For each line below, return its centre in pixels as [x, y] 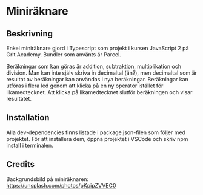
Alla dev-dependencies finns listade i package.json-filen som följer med [96, 132]
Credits [21, 164]
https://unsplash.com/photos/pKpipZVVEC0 [61, 185]
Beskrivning [30, 34]
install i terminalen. [30, 145]
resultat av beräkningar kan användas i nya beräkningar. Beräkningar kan [98, 79]
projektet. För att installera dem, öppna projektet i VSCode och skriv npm [97, 139]
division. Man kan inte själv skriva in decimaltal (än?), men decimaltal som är [101, 73]
